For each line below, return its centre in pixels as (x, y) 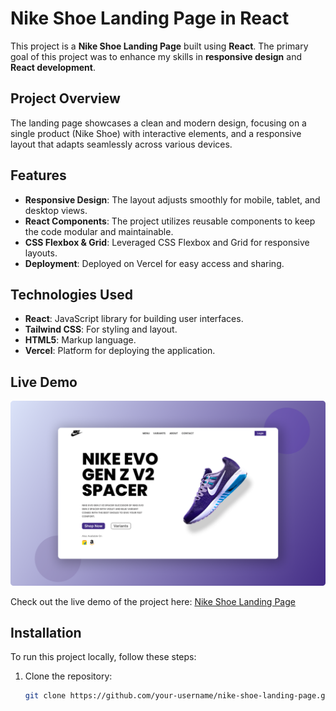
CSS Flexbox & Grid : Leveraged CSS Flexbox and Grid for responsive (167, 242)
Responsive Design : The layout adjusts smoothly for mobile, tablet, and (172, 199)
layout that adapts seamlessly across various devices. (121, 144)
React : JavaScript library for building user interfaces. (134, 319)
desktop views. (56, 210)
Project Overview (65, 98)
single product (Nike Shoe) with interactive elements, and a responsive (156, 133)
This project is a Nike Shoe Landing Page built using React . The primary (159, 46)
